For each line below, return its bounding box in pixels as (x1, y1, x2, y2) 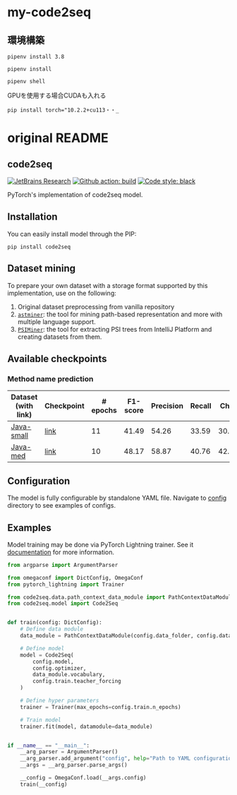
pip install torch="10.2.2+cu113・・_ (7, 107, 119, 114)
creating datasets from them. (17, 333, 102, 341)
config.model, (32, 658, 74, 665)
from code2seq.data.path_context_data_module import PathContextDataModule (7, 594, 235, 601)
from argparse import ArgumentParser (7, 561, 119, 568)
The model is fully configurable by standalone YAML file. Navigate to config (7, 494, 227, 502)
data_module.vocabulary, (32, 671, 106, 679)
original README (7, 130, 109, 146)
